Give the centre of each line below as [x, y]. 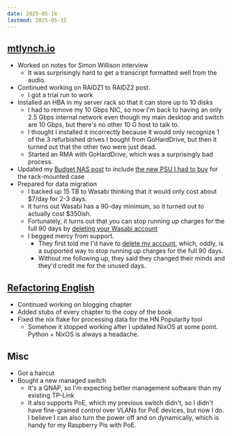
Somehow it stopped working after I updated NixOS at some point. [123, 327]
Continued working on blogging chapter [75, 305]
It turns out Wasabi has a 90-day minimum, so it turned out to [116, 206]
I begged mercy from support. [71, 236]
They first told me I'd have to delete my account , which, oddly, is [131, 244]
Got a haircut [36, 373]
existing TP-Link [51, 395]
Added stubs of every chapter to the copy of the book [95, 312]
